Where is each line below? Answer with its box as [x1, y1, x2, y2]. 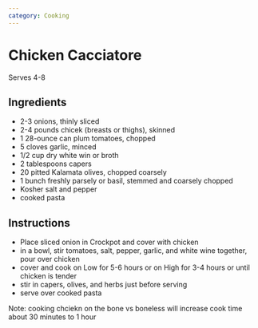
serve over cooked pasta [19, 288, 102, 298]
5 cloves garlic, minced [19, 142, 97, 152]
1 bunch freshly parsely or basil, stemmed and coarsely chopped [19, 176, 233, 186]
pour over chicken [19, 255, 80, 264]
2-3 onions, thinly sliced [19, 117, 100, 126]
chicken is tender [19, 271, 77, 281]
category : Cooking [8, 11, 69, 20]
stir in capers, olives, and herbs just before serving [19, 280, 188, 290]
